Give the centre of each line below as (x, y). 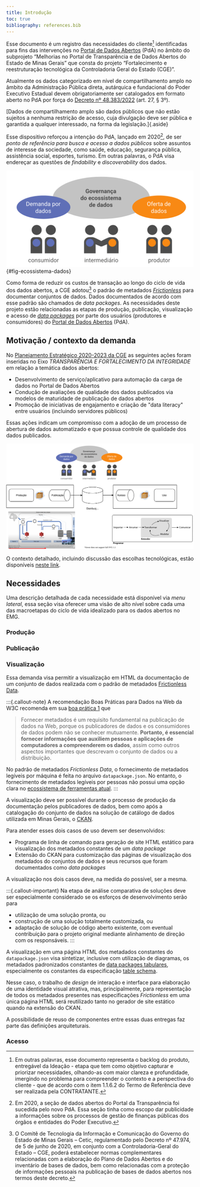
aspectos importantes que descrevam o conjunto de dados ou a (99, 751)
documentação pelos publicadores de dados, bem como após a (84, 806)
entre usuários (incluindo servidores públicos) (71, 411)
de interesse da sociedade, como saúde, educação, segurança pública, (94, 149)
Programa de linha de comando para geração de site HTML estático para (104, 842)
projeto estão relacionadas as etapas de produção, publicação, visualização (99, 309)
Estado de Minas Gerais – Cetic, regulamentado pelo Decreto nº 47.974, (103, 1140)
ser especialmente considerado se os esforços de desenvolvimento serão (97, 897)
